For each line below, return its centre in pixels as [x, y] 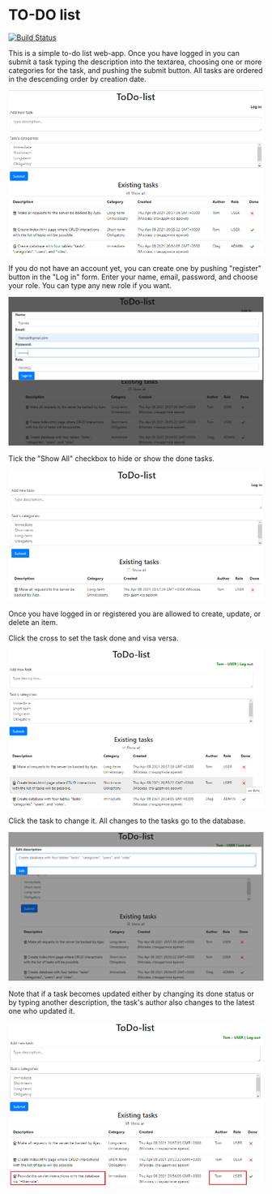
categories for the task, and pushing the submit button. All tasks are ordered [136, 70]
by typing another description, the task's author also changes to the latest [132, 1002]
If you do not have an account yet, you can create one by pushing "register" [135, 268]
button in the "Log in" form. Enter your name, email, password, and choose [133, 277]
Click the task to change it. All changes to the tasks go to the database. [127, 821]
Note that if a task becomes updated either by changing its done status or [132, 994]
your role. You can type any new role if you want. [90, 285]
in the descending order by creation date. [78, 79]
